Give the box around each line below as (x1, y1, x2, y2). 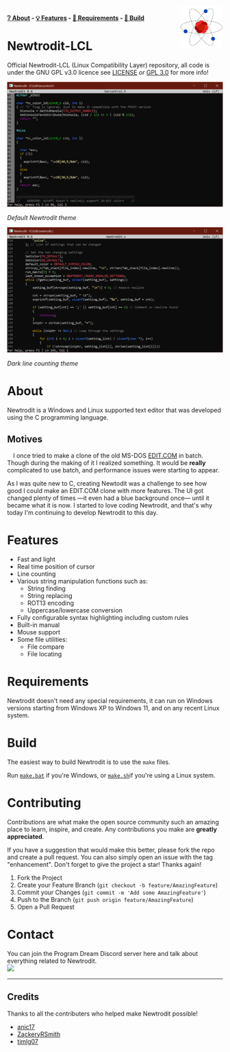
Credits (7, 991, 40, 1003)
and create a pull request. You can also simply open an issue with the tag (7, 852, 214, 861)
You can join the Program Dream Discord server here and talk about (7, 949, 199, 957)
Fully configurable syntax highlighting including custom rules (16, 613, 189, 621)
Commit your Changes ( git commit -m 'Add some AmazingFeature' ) (16, 888, 207, 896)
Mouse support (16, 627, 60, 636)
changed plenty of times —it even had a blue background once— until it (7, 494, 210, 502)
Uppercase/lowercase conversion (27, 606, 123, 614)
